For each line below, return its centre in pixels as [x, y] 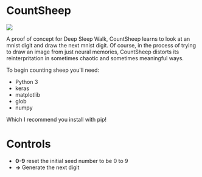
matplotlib [28, 94]
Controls [29, 144]
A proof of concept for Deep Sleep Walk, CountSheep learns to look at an [98, 39]
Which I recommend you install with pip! [57, 119]
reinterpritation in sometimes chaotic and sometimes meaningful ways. [95, 58]
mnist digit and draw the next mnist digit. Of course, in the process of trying [101, 45]
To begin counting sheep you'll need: [53, 70]
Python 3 [26, 82]
